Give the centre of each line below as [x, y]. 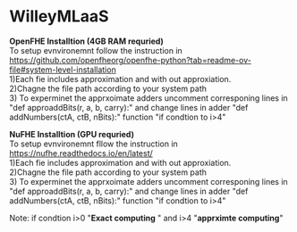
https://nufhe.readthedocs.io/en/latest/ [81, 153]
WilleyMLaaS [59, 17]
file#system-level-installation [63, 70]
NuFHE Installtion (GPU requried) [72, 134]
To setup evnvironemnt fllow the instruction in [94, 144]
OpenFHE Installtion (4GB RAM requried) [86, 41]
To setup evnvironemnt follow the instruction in [96, 50]
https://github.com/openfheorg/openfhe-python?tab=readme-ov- [131, 60]
